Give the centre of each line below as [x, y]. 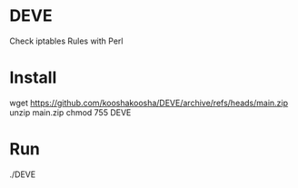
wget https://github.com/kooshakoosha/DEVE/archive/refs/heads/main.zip [149, 103]
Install [33, 78]
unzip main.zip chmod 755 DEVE [70, 112]
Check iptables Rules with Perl [66, 41]
